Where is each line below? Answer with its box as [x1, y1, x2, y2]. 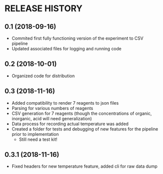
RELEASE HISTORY [4, 3, 83, 14]
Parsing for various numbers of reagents [11, 105, 93, 111]
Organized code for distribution [11, 73, 75, 79]
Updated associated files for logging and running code [11, 46, 122, 51]
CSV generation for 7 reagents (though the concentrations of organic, [11, 110, 152, 116]
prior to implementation [11, 131, 59, 137]
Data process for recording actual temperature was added [11, 121, 129, 127]
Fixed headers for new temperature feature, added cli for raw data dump [11, 163, 158, 169]
